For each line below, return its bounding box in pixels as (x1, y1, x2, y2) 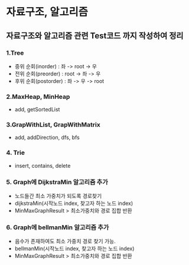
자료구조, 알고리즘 (6, 5, 89, 19)
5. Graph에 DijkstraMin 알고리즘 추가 (6, 178, 108, 186)
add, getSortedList (14, 106, 60, 113)
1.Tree (6, 48, 24, 57)
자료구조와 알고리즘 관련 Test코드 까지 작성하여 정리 (6, 31, 184, 41)
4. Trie (6, 148, 25, 157)
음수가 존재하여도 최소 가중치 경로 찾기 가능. (14, 238, 116, 245)
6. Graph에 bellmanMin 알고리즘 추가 (6, 223, 109, 231)
